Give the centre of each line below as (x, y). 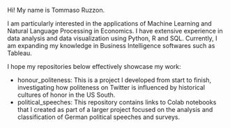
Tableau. (20, 53)
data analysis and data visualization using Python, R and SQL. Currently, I (112, 38)
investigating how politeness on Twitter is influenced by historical (111, 87)
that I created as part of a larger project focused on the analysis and (115, 110)
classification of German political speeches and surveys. (98, 117)
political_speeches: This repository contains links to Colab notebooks (117, 102)
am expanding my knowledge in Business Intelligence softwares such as (111, 46)
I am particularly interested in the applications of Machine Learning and (110, 23)
